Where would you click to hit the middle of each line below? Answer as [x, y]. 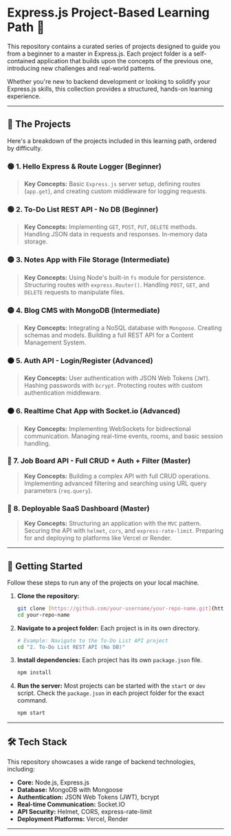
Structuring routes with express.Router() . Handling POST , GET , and [117, 285]
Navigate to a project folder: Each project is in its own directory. [108, 628]
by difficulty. [25, 148]
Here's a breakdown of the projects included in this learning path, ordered [112, 141]
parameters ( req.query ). [58, 490]
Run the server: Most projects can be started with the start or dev [111, 686]
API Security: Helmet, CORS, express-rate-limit [85, 812]
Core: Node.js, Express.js [53, 782]
